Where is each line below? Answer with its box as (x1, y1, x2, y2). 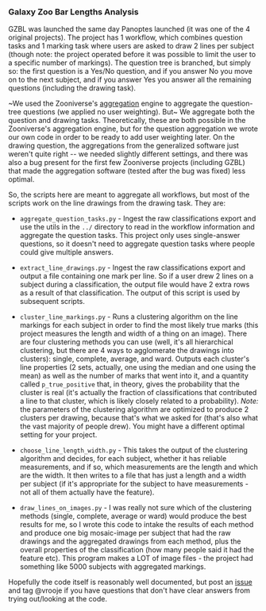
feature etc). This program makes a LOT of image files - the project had (19, 554, 254, 563)
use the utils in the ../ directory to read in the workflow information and (19, 222, 256, 232)
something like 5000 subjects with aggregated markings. (19, 562, 206, 571)
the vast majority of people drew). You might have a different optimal (19, 421, 245, 431)
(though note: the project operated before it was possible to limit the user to (8, 50, 256, 60)
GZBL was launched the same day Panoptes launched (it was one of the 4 (8, 25, 250, 34)
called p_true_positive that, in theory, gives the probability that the (19, 379, 240, 389)
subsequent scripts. (19, 297, 86, 306)
